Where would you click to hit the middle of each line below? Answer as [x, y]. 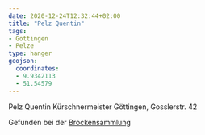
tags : [17, 31]
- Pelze [21, 46]
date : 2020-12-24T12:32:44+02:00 [65, 16]
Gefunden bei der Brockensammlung [69, 122]
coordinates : [38, 69]
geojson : [23, 61]
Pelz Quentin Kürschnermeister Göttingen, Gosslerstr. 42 [103, 107]
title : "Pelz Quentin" [46, 23]
